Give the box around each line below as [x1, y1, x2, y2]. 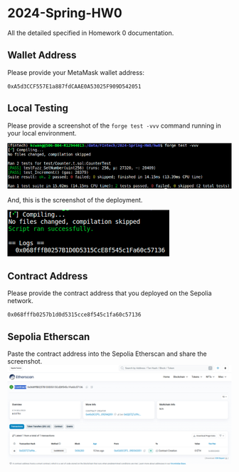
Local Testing [7, 102, 69, 115]
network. [7, 297, 34, 305]
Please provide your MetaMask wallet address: [7, 68, 144, 76]
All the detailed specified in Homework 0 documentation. [7, 29, 174, 37]
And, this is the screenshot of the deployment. [7, 195, 143, 204]
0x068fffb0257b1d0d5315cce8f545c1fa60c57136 [7, 312, 142, 319]
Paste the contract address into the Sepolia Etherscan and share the [7, 349, 208, 358]
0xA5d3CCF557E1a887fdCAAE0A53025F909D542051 [7, 83, 142, 90]
